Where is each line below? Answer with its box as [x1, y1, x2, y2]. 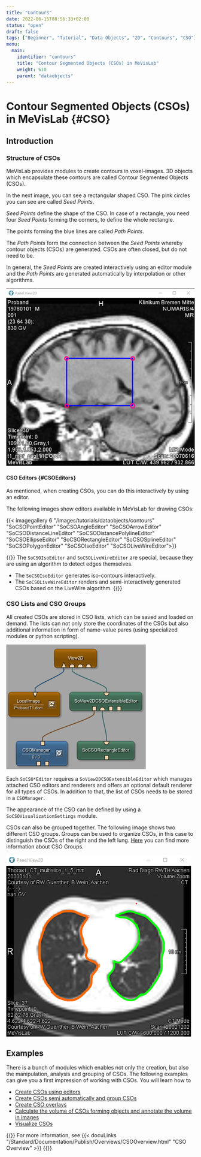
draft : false [6, 29, 39, 35]
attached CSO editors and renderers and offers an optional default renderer [6, 781, 193, 789]
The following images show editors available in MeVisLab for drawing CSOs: [6, 505, 194, 512]
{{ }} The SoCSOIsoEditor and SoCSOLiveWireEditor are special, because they [6, 554, 193, 561]
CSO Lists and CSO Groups [6, 600, 86, 608]
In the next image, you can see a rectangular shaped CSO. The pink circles [6, 192, 190, 199]
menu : [6, 41, 20, 47]
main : [11, 48, 26, 54]
